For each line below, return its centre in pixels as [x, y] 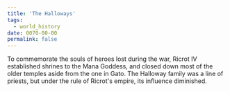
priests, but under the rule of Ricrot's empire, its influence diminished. [107, 81]
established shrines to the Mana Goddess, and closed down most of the [110, 66]
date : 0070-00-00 [32, 33]
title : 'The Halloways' [42, 13]
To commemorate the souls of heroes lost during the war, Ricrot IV [102, 59]
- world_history [37, 26]
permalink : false [32, 39]
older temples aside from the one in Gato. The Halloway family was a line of [115, 74]
